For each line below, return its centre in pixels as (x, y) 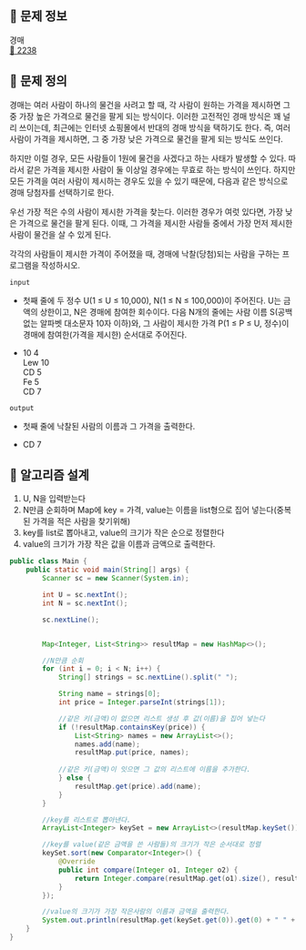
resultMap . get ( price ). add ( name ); (138, 786)
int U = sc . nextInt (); (85, 595)
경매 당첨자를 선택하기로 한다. (62, 192)
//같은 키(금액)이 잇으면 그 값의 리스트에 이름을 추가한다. (154, 770)
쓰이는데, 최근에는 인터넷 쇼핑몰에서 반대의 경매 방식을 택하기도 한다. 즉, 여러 (155, 127)
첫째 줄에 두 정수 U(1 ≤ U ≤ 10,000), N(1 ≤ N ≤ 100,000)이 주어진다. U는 (152, 300)
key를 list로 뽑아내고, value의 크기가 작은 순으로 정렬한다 (123, 533)
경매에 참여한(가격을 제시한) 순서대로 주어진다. (105, 334)
